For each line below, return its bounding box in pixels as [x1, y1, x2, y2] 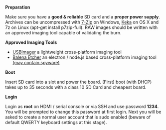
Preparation [5, 4, 30, 10]
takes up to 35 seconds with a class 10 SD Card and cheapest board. [5, 84, 147, 90]
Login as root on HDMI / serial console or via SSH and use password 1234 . [5, 104, 159, 109]
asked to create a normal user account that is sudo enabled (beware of [5, 114, 151, 120]
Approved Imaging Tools [5, 39, 57, 45]
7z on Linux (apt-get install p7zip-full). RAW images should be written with [5, 24, 158, 30]
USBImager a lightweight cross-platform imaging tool [12, 49, 122, 55]
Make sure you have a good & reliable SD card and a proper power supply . [5, 14, 161, 19]
